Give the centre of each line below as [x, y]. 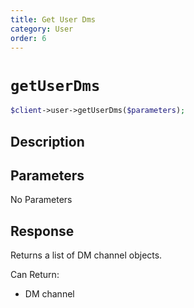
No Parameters [41, 200]
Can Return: [35, 275]
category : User [42, 29]
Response [42, 231]
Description [47, 141]
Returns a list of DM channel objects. [86, 255]
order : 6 [28, 38]
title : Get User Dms [53, 19]
